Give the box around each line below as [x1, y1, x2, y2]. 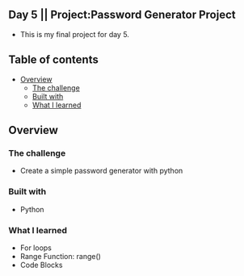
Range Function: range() [19, 251, 101, 261]
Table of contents [8, 53, 99, 67]
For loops [19, 243, 53, 253]
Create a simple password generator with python [19, 166, 183, 176]
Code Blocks [19, 260, 63, 270]
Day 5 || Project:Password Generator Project [8, 8, 236, 22]
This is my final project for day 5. [19, 29, 129, 39]
